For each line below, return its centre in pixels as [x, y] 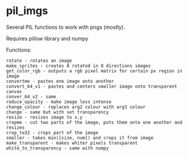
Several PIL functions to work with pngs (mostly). [66, 27]
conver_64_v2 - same [31, 96]
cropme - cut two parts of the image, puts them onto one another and [94, 122]
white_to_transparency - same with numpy [58, 148]
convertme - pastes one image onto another [60, 81]
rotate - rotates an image [39, 61]
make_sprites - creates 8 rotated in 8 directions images [78, 66]
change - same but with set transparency [58, 112]
